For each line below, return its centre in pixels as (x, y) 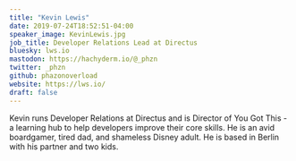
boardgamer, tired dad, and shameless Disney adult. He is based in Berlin (144, 137)
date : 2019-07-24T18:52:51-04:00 (72, 26)
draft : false (34, 92)
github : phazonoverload (54, 76)
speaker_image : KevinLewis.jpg (68, 34)
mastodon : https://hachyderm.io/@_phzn (84, 59)
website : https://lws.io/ (57, 84)
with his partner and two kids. (64, 146)
